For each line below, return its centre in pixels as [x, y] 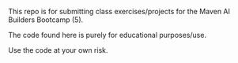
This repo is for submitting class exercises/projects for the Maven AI [119, 11]
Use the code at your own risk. [58, 50]
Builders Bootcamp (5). [46, 20]
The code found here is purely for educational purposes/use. [108, 35]
